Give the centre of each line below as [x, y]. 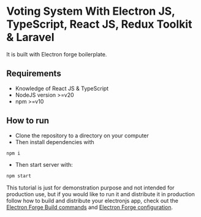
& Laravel [30, 37]
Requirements [34, 74]
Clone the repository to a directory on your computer [82, 135]
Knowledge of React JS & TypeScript [62, 88]
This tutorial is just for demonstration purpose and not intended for [90, 188]
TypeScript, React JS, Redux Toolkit [99, 24]
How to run [28, 121]
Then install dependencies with [55, 142]
